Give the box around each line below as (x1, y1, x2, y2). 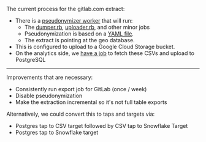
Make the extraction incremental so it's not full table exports (15, 99, 167, 106)
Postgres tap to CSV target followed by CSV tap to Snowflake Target (15, 122, 188, 129)
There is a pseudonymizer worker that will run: (15, 17, 133, 24)
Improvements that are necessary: (6, 73, 93, 81)
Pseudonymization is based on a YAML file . (24, 30, 134, 37)
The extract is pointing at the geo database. (24, 37, 135, 43)
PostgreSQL (15, 56, 46, 63)
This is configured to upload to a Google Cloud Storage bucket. (15, 43, 175, 50)
